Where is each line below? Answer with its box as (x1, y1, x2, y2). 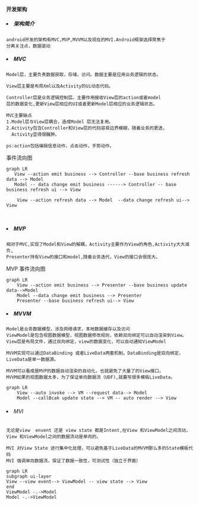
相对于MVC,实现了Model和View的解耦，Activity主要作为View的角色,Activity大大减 (6, 241, 190, 247)
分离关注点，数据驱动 (6, 43, 50, 49)
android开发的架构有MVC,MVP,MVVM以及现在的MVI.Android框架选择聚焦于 (6, 36, 166, 43)
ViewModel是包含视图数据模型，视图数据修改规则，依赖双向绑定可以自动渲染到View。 (6, 333, 187, 339)
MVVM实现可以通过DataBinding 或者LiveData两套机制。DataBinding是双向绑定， (6, 351, 184, 356)
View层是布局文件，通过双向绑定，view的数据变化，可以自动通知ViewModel (6, 339, 166, 345)
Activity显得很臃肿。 (11, 131, 59, 137)
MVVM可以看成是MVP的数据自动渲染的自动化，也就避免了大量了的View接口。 (6, 368, 164, 374)
